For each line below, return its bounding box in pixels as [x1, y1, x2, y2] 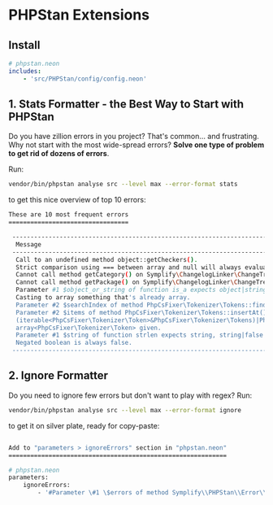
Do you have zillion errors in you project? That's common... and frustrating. [8, 132, 260, 141]
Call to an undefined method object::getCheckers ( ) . [15, 255, 198, 263]
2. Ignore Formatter [8, 368, 108, 383]
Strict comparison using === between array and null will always [15, 263, 242, 272]
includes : [8, 67, 42, 75]
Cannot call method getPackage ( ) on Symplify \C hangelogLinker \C [15, 278, 238, 286]
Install [8, 38, 41, 52]
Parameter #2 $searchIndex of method [15, 301, 144, 309]
